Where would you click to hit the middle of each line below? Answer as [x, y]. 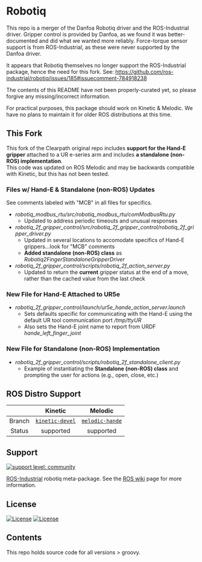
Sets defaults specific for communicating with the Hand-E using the [108, 314]
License [21, 504]
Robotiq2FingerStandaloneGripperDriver [74, 260]
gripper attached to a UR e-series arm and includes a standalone [88, 154]
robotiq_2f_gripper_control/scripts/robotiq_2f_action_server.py [93, 266]
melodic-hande [102, 421]
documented [22, 41]
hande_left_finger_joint [52, 333]
